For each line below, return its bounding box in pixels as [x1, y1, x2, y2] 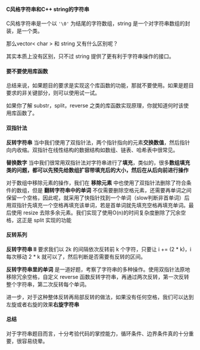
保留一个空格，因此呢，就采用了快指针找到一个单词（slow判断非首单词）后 [6, 194, 190, 201]
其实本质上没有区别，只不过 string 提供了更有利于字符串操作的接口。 [6, 53, 174, 60]
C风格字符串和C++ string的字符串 [6, 5, 90, 13]
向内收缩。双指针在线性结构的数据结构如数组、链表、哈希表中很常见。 [6, 146, 179, 153]
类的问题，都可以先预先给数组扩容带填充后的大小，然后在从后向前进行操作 [6, 166, 189, 173]
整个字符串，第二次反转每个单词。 [6, 281, 90, 288]
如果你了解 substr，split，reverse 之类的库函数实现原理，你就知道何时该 [6, 102, 184, 109]
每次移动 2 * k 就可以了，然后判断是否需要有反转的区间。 [6, 253, 146, 260]
